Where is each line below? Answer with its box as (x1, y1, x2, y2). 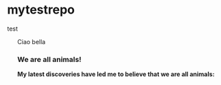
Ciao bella (16, 37, 46, 46)
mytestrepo (7, 2, 75, 18)
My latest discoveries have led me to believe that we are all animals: (16, 70, 215, 78)
